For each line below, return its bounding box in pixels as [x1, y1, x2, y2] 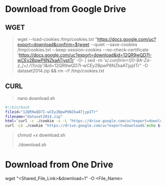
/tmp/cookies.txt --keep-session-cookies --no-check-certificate [17, 47, 149, 52]
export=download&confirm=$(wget [17, 42, 90, 47]
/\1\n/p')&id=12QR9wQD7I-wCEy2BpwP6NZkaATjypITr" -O [29, 63, 148, 68]
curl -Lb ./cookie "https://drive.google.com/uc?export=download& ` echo [5, 123, 156, 128]
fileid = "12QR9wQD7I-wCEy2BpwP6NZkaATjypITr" [5, 109, 98, 114]
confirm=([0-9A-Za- [109, 57, 152, 63]
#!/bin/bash [5, 105, 30, 110]
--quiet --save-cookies [90, 42, 137, 47]
